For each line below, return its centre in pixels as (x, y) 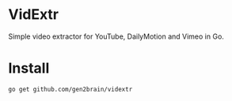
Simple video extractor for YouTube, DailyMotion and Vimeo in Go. (116, 36)
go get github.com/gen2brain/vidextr (70, 89)
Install (29, 68)
